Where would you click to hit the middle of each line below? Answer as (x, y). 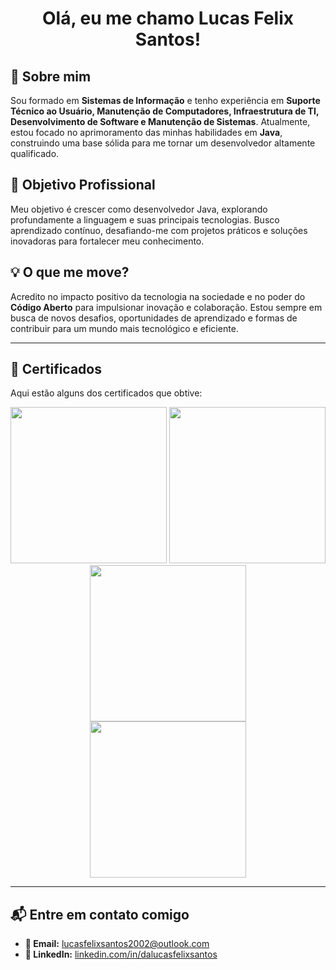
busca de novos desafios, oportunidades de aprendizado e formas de (154, 318)
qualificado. (35, 153)
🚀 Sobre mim (51, 76)
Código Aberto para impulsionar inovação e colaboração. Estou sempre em (166, 307)
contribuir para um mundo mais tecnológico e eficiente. (124, 328)
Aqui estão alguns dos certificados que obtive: (106, 393)
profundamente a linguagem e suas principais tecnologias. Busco (145, 219)
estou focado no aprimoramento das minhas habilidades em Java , (146, 132)
